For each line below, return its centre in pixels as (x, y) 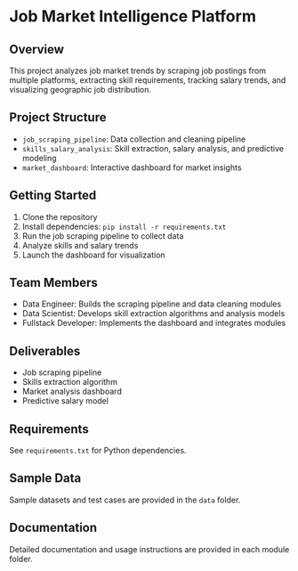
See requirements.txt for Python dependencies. (98, 451)
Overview (37, 49)
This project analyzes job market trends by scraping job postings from (138, 70)
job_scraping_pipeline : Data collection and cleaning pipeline (134, 139)
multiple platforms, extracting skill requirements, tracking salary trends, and (148, 80)
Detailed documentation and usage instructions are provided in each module (149, 549)
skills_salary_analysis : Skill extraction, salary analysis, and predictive (153, 148)
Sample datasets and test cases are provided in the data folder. (125, 500)
